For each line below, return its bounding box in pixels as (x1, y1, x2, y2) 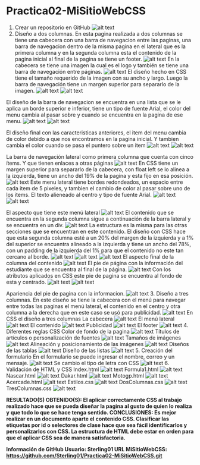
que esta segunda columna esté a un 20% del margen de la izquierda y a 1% (6, 234, 194, 241)
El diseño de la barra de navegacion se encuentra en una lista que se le (6, 98, 182, 105)
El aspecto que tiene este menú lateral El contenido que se (6, 209, 174, 216)
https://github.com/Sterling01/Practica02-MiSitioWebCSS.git (6, 452, 162, 459)
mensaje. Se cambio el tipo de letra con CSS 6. (6, 359, 170, 366)
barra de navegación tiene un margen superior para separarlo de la (14, 80, 180, 87)
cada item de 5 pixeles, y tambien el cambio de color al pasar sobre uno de (6, 184, 190, 191)
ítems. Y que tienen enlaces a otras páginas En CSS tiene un (6, 159, 179, 166)
